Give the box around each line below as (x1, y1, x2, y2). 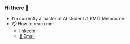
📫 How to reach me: (11, 21, 54, 27)
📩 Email (19, 33, 35, 39)
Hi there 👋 (4, 4, 29, 11)
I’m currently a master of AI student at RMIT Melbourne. (11, 16, 126, 22)
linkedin (19, 28, 36, 34)
